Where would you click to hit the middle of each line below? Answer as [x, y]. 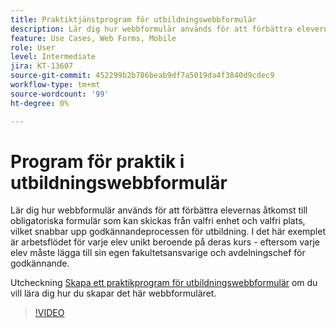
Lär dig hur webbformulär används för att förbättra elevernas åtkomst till [159, 210]
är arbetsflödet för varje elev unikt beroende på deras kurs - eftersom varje [165, 242]
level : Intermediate [53, 57]
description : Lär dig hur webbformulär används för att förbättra [151, 29]
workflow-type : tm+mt [55, 85]
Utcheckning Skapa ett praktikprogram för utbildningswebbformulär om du [164, 283]
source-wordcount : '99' [60, 94]
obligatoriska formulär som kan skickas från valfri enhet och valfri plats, [158, 221]
